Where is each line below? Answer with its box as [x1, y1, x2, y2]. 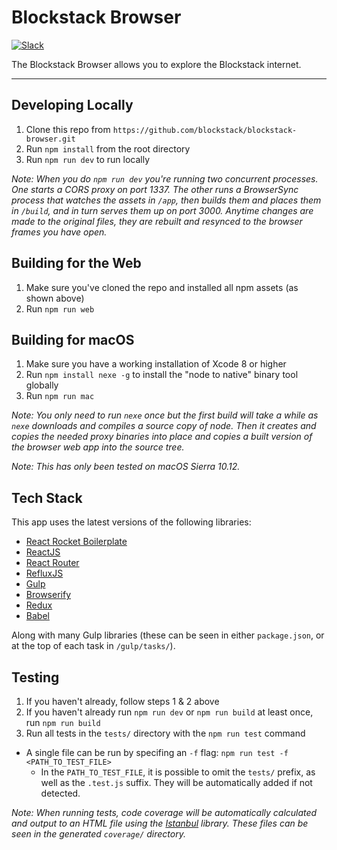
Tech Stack [11, 489, 83, 506]
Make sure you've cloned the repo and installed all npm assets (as [25, 281, 299, 293]
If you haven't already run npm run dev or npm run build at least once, [25, 706, 314, 718]
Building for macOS [11, 331, 135, 348]
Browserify [25, 589, 71, 601]
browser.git [25, 134, 76, 144]
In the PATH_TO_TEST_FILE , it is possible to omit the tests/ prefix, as [40, 766, 316, 778]
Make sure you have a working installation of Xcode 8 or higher [25, 358, 287, 370]
